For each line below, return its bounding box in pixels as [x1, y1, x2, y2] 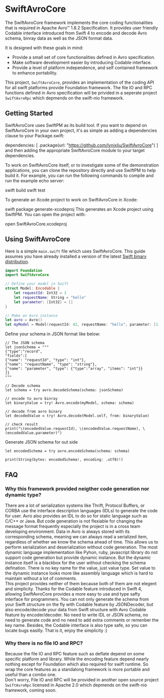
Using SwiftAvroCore [5, 235, 71, 244]
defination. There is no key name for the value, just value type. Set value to [5, 565, 156, 571]
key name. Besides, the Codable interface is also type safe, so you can [5, 622, 147, 628]
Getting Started [5, 109, 53, 118]
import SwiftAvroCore [5, 273, 49, 277]
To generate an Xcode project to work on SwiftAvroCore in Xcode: [5, 197, 138, 202]
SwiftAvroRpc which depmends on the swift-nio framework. [5, 95, 124, 101]
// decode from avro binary [5, 409, 62, 414]
